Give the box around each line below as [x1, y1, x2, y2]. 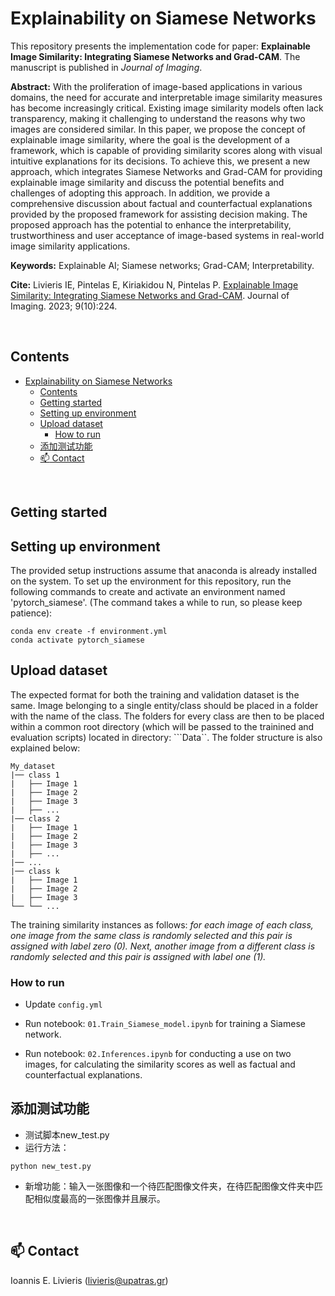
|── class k [10, 866, 60, 876]
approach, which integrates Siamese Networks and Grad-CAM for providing [10, 165, 323, 177]
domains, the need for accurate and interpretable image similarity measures [10, 91, 323, 103]
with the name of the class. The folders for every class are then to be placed [10, 710, 325, 722]
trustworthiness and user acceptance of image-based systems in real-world [10, 229, 325, 241]
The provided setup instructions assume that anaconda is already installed [10, 564, 317, 576]
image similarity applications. [10, 240, 131, 252]
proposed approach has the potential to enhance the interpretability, [10, 218, 292, 231]
